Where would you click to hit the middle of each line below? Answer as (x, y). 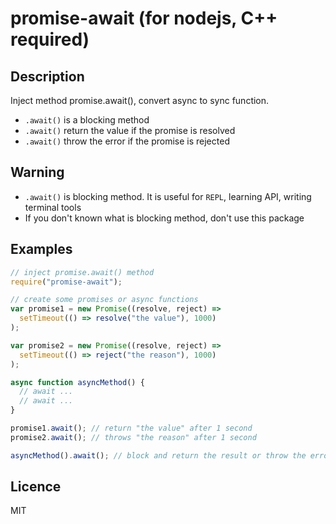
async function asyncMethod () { (77, 382)
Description (47, 76)
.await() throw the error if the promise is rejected (127, 141)
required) (50, 39)
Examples (41, 249)
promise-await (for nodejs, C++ (144, 18)
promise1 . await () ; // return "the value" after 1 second (131, 428)
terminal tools (53, 207)
